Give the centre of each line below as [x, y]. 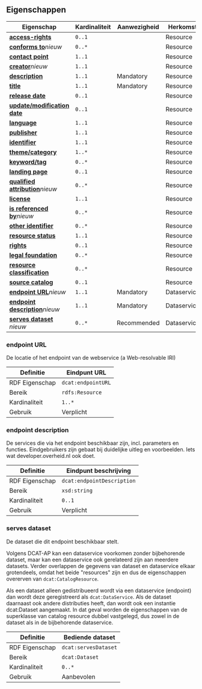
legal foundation [33, 255]
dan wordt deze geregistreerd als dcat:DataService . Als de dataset [89, 597]
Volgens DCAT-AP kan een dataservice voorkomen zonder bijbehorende [96, 553]
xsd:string [77, 491]
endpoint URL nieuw [38, 292]
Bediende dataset [89, 637]
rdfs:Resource [82, 393]
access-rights [30, 37]
